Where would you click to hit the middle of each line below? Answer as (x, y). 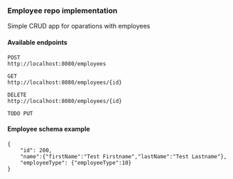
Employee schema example (49, 129)
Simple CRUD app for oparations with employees (79, 26)
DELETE (17, 94)
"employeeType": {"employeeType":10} (76, 163)
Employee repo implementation (63, 11)
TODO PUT (20, 113)
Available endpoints (37, 42)
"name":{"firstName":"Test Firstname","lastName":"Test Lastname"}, (124, 156)
